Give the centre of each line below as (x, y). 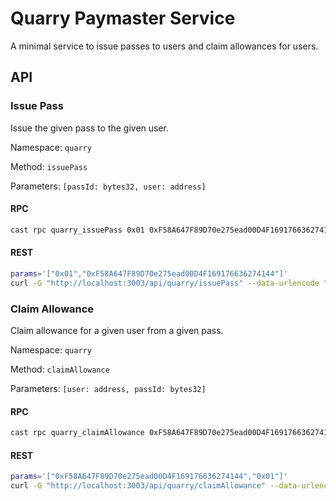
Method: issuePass (49, 166)
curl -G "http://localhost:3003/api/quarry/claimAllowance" (138, 486)
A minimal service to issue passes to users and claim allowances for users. (164, 46)
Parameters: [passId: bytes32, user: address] (108, 186)
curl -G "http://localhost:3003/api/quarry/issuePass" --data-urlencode (165, 283)
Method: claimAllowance (60, 369)
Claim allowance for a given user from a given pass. (117, 330)
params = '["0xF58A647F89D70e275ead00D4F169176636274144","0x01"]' (149, 477)
